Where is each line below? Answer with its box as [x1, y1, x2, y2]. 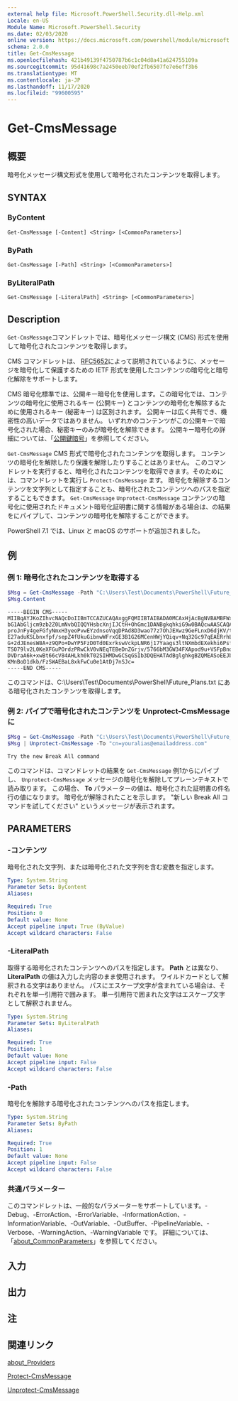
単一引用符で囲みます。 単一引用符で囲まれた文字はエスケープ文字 [31, 990, 225, 998]
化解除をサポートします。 [7, 374, 81, 384]
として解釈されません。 [7, 999, 76, 1007]
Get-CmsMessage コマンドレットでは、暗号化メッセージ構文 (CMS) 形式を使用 [7, 333, 229, 342]
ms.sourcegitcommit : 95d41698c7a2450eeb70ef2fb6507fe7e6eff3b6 [7, 63, 198, 70]
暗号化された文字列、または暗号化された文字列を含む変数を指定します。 [7, 862, 218, 871]
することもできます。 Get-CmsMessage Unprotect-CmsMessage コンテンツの [7, 494, 220, 502]
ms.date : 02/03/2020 [7, 30, 69, 38]
